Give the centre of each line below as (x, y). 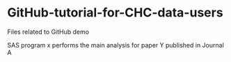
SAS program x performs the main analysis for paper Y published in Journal (115, 45)
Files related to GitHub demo (48, 32)
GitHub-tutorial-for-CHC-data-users (115, 13)
